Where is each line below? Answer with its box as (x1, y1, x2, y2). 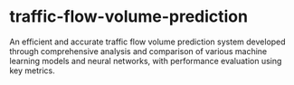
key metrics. (9, 65, 56, 76)
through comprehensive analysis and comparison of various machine (9, 45, 268, 56)
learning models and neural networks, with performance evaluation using (9, 55, 282, 66)
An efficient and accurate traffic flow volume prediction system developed (9, 36, 287, 47)
